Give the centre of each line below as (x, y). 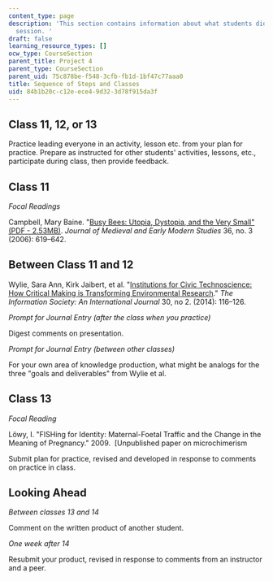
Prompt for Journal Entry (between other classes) (92, 349)
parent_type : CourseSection (56, 69)
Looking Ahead (48, 493)
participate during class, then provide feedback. (89, 161)
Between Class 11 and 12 (71, 265)
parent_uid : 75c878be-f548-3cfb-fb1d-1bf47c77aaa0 (96, 76)
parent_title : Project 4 (50, 62)
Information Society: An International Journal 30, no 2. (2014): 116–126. (127, 301)
